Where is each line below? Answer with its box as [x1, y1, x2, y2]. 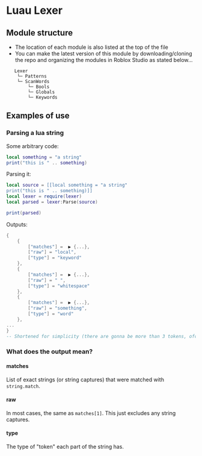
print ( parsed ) [6, 210, 42, 216]
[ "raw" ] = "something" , [28, 305, 87, 311]
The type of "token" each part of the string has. [6, 443, 124, 450]
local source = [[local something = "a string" [6, 182, 128, 189]
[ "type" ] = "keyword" [28, 255, 82, 261]
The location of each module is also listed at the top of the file [14, 43, 168, 51]
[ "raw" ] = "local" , [28, 249, 77, 255]
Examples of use [6, 111, 70, 121]
